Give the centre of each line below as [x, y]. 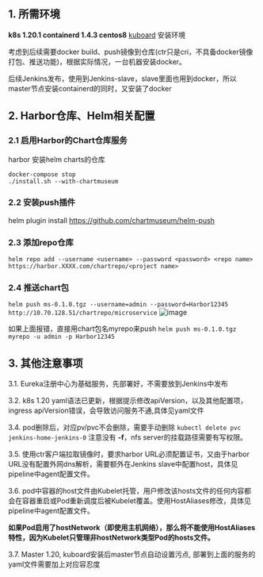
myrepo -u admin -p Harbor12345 [61, 337]
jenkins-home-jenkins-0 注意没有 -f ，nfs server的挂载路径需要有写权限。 [128, 437]
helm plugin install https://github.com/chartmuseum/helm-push [112, 220]
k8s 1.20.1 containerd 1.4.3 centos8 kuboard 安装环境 [97, 35]
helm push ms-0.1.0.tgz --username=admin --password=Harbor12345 [118, 305]
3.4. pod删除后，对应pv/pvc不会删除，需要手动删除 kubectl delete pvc [125, 428]
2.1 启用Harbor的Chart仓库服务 [68, 140]
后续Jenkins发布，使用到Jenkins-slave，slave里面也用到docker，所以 [122, 79]
